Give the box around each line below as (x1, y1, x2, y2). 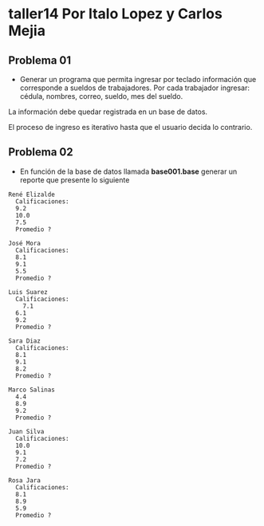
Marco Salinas (8, 386, 56, 394)
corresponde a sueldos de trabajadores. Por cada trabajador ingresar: (19, 83, 250, 92)
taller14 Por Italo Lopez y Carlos (8, 5, 223, 23)
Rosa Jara (8, 476, 41, 485)
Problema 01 (8, 53, 72, 67)
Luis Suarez (8, 288, 48, 296)
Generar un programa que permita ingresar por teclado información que (19, 75, 257, 84)
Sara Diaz (8, 336, 41, 345)
